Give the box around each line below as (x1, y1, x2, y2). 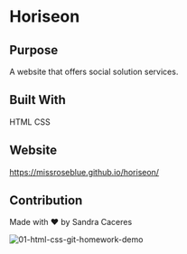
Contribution (9, 193, 83, 209)
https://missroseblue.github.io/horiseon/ (9, 166, 160, 177)
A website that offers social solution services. (9, 66, 179, 77)
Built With (9, 92, 66, 108)
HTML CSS (9, 116, 51, 127)
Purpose (9, 42, 59, 58)
